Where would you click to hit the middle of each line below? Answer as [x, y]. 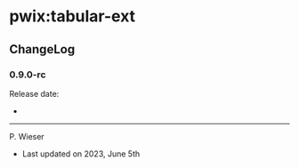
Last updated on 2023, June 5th [81, 154]
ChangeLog [42, 49]
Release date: [34, 93]
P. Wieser [27, 136]
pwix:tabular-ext [73, 16]
